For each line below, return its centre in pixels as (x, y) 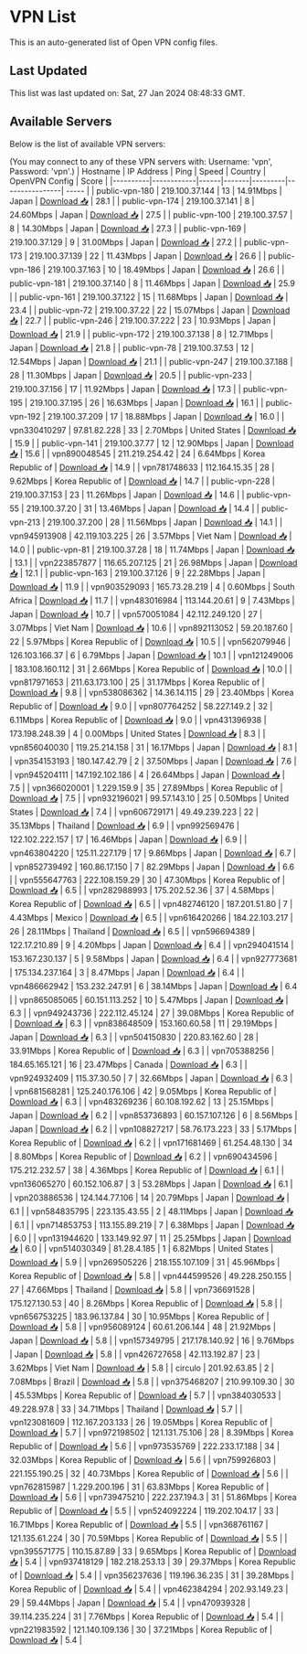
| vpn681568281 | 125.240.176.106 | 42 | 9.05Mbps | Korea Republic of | (143, 1091)
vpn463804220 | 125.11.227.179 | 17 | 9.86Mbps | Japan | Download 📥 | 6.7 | (153, 853)
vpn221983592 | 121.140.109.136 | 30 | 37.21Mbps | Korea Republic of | (141, 1629)
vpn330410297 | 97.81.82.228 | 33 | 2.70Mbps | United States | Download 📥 (153, 430)
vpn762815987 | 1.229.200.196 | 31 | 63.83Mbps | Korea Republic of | (139, 1487)
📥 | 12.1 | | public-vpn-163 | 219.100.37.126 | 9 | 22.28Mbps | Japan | (138, 572)
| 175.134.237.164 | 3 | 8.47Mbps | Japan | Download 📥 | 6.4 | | (127, 972)
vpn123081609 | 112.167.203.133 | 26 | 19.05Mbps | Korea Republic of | (141, 1422)
